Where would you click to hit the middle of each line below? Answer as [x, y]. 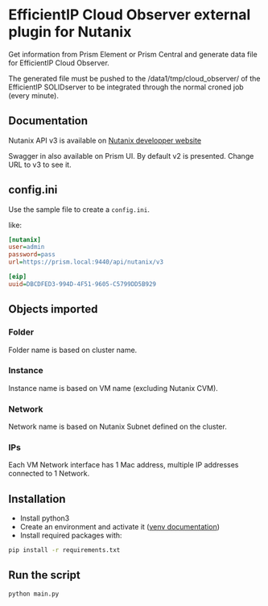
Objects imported [53, 309]
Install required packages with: [71, 535]
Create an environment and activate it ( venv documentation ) [120, 527]
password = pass [32, 255]
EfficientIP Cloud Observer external [130, 15]
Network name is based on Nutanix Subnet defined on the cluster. [118, 427]
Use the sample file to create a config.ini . [79, 209]
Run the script [44, 575]
